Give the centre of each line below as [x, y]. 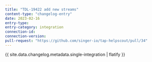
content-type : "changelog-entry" [39, 14]
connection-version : [26, 37]
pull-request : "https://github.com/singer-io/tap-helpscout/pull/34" [76, 41]
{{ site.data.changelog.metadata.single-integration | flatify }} [65, 54]
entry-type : [17, 23]
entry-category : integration [34, 27]
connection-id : [20, 32]
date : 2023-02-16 [22, 18]
